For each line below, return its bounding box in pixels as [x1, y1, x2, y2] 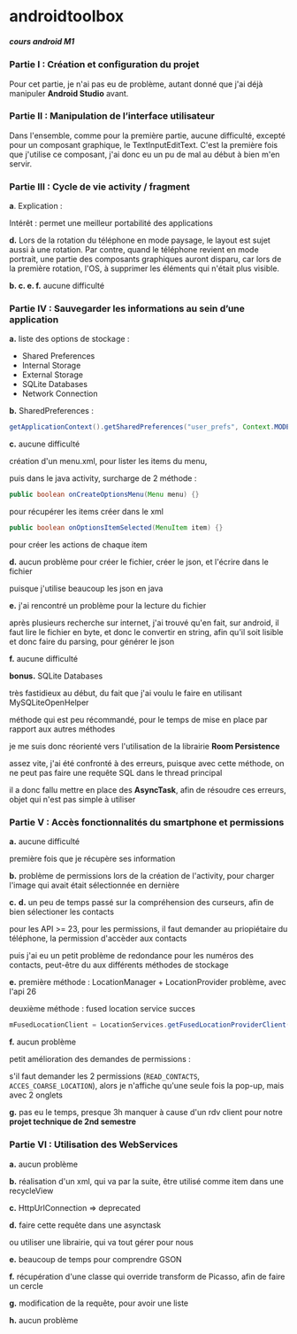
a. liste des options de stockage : [9, 334, 130, 345]
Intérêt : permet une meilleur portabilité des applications [9, 218, 214, 229]
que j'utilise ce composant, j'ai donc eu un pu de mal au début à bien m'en [9, 149, 280, 159]
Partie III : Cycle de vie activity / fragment [9, 180, 190, 192]
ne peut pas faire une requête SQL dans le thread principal [9, 768, 223, 779]
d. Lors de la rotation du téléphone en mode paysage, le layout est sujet [9, 235, 271, 245]
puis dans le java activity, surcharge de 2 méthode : [9, 473, 197, 484]
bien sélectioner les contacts [9, 906, 115, 918]
